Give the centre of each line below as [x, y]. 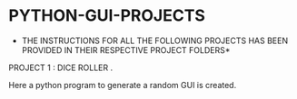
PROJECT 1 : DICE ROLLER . [61, 67]
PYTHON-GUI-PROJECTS [107, 16]
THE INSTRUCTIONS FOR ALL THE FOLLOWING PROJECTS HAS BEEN [154, 40]
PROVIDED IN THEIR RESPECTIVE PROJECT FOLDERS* [126, 49]
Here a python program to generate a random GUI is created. [123, 85]
